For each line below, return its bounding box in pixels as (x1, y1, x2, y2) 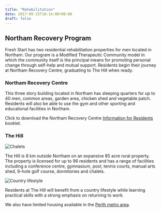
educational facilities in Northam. (5, 106, 71, 112)
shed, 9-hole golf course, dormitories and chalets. (5, 168, 105, 174)
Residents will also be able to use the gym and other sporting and (5, 101, 135, 106)
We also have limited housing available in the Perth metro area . (5, 201, 131, 207)
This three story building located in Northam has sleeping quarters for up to (5, 91, 156, 96)
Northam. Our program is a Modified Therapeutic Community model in (5, 52, 145, 58)
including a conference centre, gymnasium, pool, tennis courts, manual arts (5, 163, 156, 169)
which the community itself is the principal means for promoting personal (5, 57, 151, 63)
